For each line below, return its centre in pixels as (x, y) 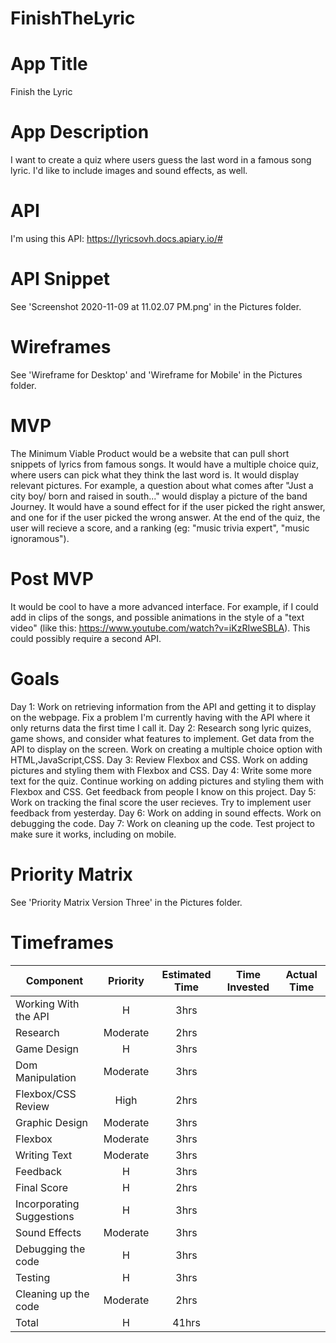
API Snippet (60, 279)
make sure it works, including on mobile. (93, 834)
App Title (49, 64)
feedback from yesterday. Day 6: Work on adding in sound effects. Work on (166, 813)
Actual (301, 974)
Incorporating (47, 1204)
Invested (248, 987)
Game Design (47, 1049)
